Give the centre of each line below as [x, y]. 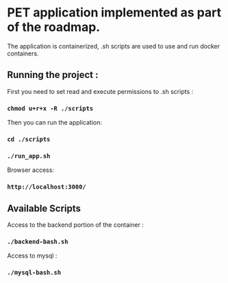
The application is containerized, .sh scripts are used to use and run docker [114, 46]
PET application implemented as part [114, 13]
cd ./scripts [29, 139]
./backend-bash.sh [38, 242]
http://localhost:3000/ [47, 187]
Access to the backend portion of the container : [75, 225]
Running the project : [53, 75]
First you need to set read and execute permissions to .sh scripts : [100, 91]
